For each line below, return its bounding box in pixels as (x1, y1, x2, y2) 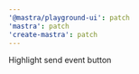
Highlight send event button (8, 55, 112, 66)
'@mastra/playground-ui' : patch (8, 13, 130, 23)
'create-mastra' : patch (8, 30, 98, 39)
